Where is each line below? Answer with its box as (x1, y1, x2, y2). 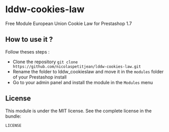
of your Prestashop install (12, 74, 67, 80)
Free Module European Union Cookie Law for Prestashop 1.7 (5, 20, 132, 27)
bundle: (5, 113, 21, 119)
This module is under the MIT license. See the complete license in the (5, 108, 152, 114)
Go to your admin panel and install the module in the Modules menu (12, 79, 153, 85)
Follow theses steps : (5, 48, 50, 55)
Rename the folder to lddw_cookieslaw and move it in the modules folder (12, 68, 164, 74)
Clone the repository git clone (12, 59, 78, 65)
